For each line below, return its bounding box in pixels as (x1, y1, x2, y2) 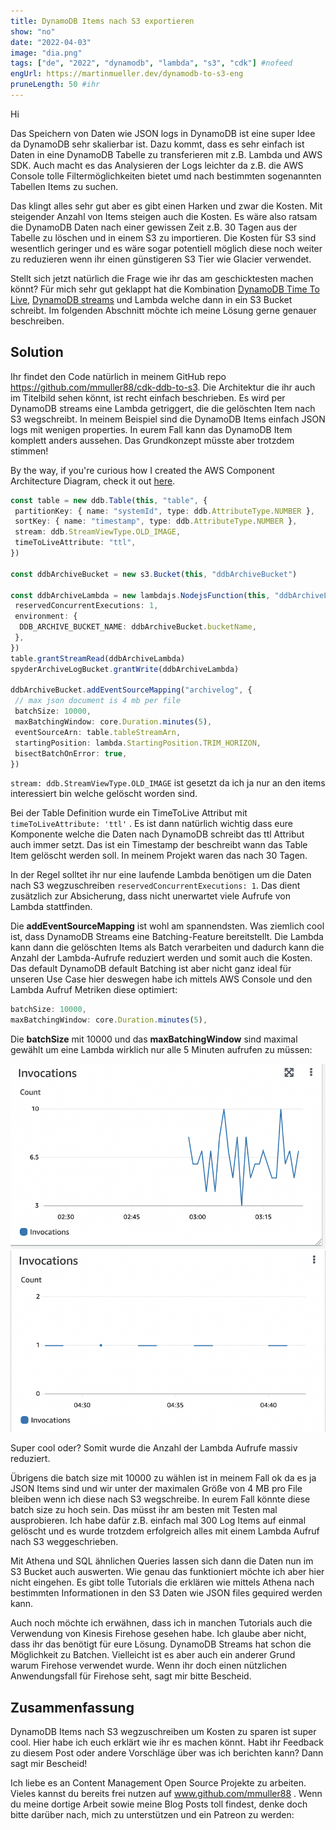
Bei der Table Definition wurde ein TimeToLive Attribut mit (10, 807, 248, 819)
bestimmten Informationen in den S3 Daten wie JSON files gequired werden (10, 1587, 323, 1599)
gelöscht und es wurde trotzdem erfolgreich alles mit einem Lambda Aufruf (10, 1525, 320, 1537)
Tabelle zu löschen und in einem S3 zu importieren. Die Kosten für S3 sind (10, 231, 317, 244)
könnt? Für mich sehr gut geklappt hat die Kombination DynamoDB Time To (10, 283, 320, 295)
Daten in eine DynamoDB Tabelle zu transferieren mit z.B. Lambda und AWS (10, 148, 323, 160)
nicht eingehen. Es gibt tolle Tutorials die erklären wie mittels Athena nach (10, 1576, 315, 1589)
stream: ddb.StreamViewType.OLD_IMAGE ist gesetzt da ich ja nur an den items (10, 777, 326, 789)
